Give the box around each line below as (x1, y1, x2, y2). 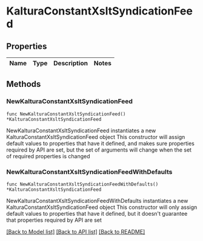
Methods (6, 79, 41, 89)
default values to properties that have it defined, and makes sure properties (6, 140, 195, 147)
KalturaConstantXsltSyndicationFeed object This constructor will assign (6, 133, 185, 140)
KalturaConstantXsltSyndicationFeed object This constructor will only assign (6, 204, 198, 211)
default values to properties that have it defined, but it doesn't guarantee (6, 210, 188, 217)
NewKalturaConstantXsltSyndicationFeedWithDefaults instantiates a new (6, 197, 188, 204)
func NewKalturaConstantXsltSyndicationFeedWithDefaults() (6, 181, 159, 187)
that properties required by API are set (6, 216, 102, 223)
